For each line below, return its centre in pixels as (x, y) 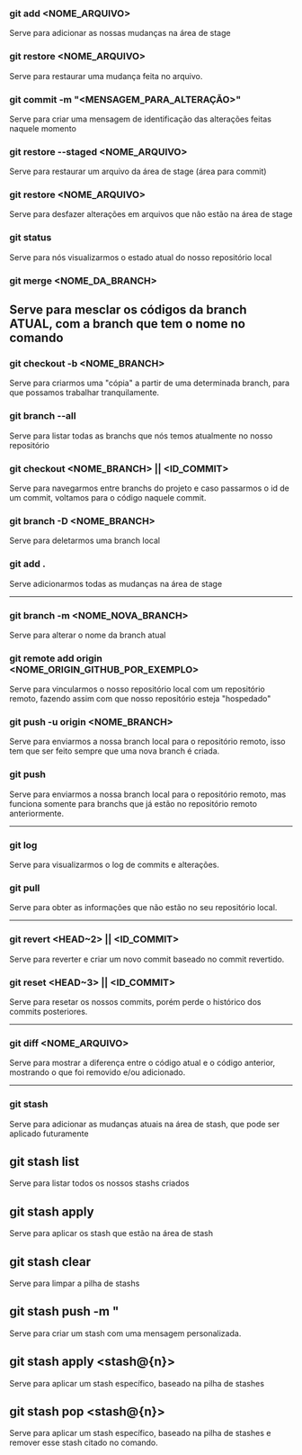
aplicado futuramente (49, 1134)
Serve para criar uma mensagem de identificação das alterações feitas (141, 119)
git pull (25, 888)
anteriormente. (37, 813)
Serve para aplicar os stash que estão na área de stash (111, 1234)
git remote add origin (56, 658)
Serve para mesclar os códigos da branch (128, 310)
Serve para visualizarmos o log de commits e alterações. (115, 865)
